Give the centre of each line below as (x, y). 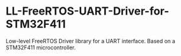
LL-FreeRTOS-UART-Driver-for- (87, 11)
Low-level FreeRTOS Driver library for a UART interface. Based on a (90, 41)
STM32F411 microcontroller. (41, 47)
